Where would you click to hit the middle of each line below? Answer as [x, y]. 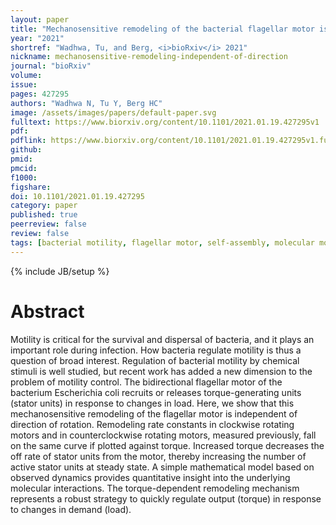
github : [26, 150]
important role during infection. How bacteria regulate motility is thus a [156, 350]
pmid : [21, 159]
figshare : [31, 187]
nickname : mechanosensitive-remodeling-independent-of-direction [149, 57]
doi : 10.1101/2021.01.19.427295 [77, 196]
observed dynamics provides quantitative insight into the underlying [150, 477]
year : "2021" [37, 38]
